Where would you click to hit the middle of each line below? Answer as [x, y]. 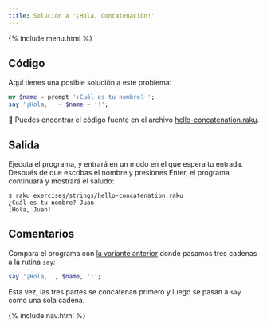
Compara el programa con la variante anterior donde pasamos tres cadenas [133, 253]
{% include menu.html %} [51, 38]
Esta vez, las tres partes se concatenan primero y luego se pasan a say [125, 291]
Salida [24, 145]
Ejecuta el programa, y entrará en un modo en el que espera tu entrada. [126, 164]
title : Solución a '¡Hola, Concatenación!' [82, 16]
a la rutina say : [32, 262]
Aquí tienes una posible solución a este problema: [90, 83]
